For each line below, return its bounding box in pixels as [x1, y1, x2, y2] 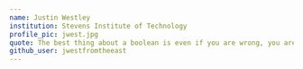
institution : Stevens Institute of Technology [9, 22, 188, 30]
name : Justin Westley [9, 13, 91, 22]
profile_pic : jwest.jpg [9, 30, 99, 39]
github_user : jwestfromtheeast [9, 47, 127, 56]
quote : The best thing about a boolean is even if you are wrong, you [9, 38, 280, 47]
